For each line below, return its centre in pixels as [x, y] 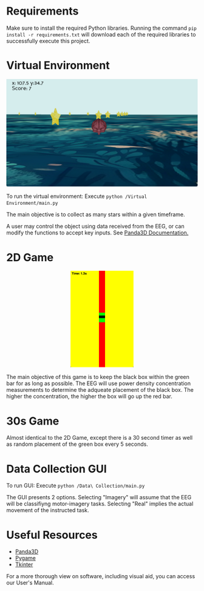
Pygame [25, 558]
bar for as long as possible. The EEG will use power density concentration [99, 383]
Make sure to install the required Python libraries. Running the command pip [102, 28]
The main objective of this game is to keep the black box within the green [98, 377]
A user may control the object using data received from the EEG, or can [95, 227]
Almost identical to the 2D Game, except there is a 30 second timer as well [100, 438]
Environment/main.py [32, 203]
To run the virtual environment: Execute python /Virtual [77, 196]
